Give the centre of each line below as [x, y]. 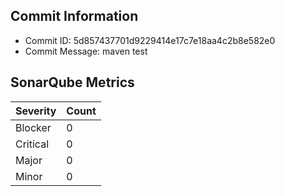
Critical [32, 144]
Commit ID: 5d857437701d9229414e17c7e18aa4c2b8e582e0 [150, 40]
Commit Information [74, 16]
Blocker [33, 127]
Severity [36, 111]
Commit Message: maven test [86, 51]
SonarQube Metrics [72, 82]
